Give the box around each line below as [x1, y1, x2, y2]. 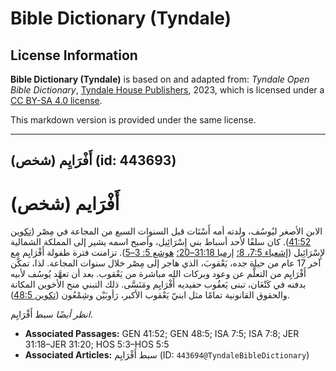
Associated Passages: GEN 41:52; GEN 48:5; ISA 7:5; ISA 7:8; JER [24, 328, 300, 340]
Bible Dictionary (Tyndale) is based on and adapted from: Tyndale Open [10, 73, 310, 85]
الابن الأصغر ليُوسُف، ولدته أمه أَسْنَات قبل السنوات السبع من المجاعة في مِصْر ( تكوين [10, 225, 323, 237]
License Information [10, 47, 138, 64]
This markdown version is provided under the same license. [10, 114, 257, 126]
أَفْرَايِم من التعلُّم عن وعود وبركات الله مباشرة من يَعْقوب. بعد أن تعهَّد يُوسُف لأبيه [10, 268, 307, 280]
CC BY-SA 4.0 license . [10, 95, 103, 106]
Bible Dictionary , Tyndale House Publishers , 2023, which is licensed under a [10, 84, 325, 96]
